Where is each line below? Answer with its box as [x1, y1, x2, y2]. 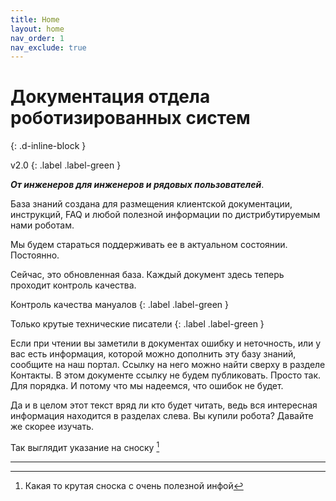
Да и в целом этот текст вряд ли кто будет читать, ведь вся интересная [10, 399, 318, 411]
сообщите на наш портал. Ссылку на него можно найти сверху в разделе [10, 359, 326, 371]
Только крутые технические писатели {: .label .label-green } [10, 318, 265, 330]
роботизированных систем [10, 107, 251, 130]
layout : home [10, 24, 65, 34]
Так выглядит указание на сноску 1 [10, 440, 160, 453]
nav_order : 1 [10, 33, 65, 43]
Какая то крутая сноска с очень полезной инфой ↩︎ [24, 479, 244, 491]
